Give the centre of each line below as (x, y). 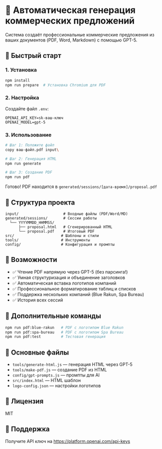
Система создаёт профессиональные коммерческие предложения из (80, 34)
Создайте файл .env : (27, 108)
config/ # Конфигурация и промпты (60, 244)
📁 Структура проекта (40, 202)
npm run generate (23, 163)
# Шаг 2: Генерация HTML (31, 159)
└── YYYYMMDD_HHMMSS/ (32, 223)
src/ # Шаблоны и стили (52, 236)
